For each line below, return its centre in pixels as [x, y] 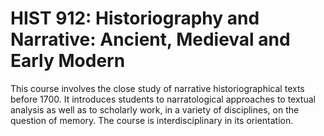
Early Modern [68, 61]
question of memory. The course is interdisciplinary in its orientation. [152, 120]
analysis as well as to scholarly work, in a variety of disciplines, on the [155, 109]
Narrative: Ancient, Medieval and [150, 39]
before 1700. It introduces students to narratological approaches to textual [163, 99]
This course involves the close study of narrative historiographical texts [157, 88]
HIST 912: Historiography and [135, 18]
